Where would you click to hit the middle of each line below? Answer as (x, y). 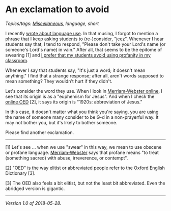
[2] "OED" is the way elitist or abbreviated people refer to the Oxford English (85, 168)
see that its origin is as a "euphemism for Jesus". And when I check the (80, 96)
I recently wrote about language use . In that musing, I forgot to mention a (82, 33)
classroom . (17, 60)
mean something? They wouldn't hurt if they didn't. (59, 81)
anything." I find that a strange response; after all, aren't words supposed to (84, 75)
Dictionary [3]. (20, 173)
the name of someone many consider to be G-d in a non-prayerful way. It (82, 117)
